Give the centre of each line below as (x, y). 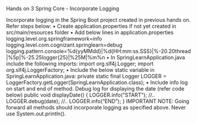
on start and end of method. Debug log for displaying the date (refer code (95, 89)
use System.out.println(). (36, 114)
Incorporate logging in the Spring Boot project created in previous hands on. (98, 20)
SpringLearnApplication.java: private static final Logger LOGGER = (86, 76)
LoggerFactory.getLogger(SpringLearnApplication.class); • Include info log (97, 82)
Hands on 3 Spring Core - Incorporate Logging (63, 9)
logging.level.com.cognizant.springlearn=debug (64, 45)
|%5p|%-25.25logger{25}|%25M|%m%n (56, 57)
